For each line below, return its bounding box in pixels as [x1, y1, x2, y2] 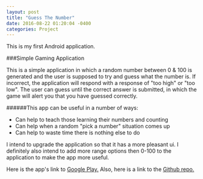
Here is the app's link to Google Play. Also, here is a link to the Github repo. [6, 166, 194, 173]
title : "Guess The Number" [6, 15, 75, 21]
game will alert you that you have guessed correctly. [6, 92, 138, 100]
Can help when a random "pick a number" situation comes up [15, 123, 171, 130]
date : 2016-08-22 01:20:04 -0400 [6, 20, 91, 26]
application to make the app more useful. [6, 154, 110, 161]
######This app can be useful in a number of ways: [6, 104, 138, 112]
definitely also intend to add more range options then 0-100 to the [6, 147, 172, 155]
